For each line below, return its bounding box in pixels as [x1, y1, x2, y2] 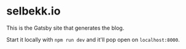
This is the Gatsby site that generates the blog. [6, 24, 125, 31]
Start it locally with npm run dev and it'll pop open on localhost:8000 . [6, 36, 180, 43]
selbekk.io [6, 4, 61, 18]
